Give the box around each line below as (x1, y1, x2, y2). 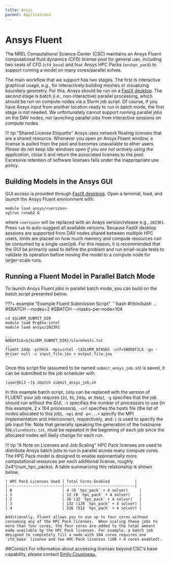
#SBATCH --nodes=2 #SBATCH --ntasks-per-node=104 (5, 306, 123, 312)
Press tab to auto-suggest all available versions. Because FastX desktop (5, 225, 156, 231)
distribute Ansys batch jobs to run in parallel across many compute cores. (5, 448, 159, 454)
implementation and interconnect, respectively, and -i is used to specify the (5, 416, 163, 422)
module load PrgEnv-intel (5, 320, 60, 326)
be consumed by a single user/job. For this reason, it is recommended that (5, 241, 161, 247)
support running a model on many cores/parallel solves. (5, 67, 122, 73)
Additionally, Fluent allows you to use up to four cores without (5, 515, 149, 520)
